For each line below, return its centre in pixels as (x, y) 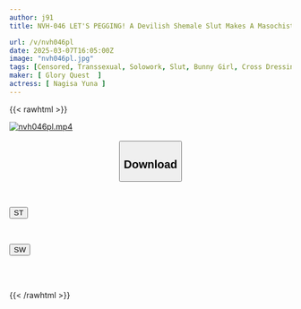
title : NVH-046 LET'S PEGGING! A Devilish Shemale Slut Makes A (132, 26)
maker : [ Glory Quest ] (56, 76)
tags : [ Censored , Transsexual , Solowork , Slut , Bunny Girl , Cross (136, 67)
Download (150, 164)
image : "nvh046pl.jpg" (52, 59)
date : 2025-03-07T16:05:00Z (62, 50)
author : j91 (31, 17)
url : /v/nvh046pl (42, 42)
